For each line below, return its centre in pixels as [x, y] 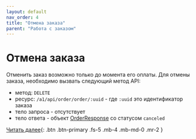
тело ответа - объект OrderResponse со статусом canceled [90, 118]
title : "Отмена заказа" [36, 23]
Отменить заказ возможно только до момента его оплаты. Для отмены [98, 75]
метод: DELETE [32, 93]
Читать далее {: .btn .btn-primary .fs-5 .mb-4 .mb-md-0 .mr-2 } [85, 130]
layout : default [26, 12]
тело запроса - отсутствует [50, 112]
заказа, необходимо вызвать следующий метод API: [73, 81]
